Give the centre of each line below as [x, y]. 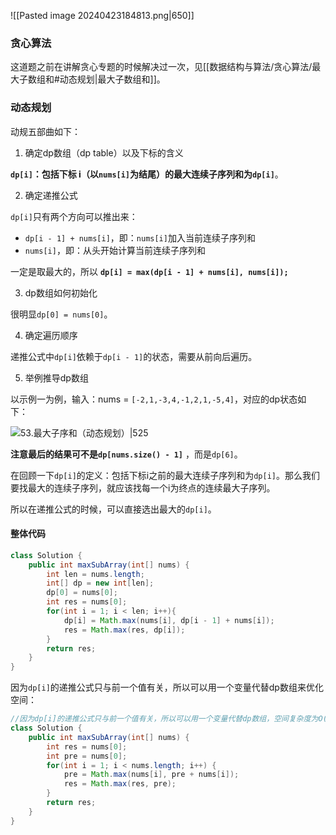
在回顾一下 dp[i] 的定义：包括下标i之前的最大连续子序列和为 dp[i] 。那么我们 [165, 475]
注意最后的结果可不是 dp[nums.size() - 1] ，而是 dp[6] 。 [126, 454]
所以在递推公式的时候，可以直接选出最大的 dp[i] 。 [113, 509]
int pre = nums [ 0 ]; [87, 756]
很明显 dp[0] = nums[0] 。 [61, 314]
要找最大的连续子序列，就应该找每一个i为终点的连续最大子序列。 [143, 487]
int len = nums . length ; [95, 574]
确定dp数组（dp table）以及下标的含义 [104, 152]
